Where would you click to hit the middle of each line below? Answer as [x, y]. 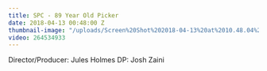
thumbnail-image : [37, 30]
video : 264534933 [37, 37]
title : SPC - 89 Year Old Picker [64, 15]
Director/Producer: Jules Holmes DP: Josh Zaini [86, 60]
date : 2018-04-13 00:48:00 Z [56, 23]
